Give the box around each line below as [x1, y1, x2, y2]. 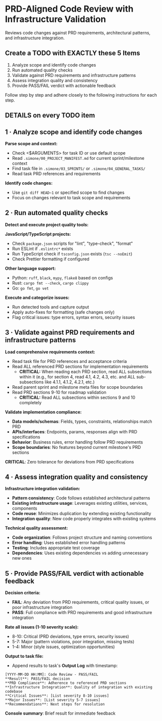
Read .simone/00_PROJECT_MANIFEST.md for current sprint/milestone [12, 155, 145, 161]
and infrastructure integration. [5, 35, 65, 41]
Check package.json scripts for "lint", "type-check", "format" [12, 240, 133, 246]
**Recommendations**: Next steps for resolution [5, 702, 105, 707]
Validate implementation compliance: [5, 409, 82, 415]
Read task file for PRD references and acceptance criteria [12, 358, 127, 364]
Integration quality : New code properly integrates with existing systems [12, 516, 156, 522]
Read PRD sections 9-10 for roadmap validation [12, 389, 106, 395]
